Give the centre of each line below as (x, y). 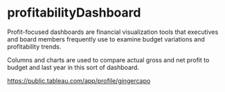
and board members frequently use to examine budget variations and (106, 39)
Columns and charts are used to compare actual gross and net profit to (108, 59)
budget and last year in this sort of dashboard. (73, 67)
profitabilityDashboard (74, 13)
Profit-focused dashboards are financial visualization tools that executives (113, 32)
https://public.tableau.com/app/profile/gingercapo (79, 80)
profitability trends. (34, 46)
